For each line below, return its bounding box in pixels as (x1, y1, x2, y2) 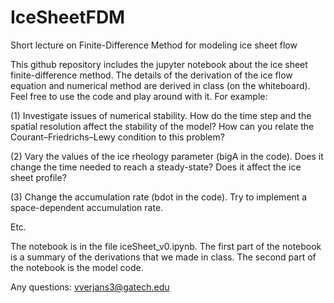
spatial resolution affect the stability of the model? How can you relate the (10, 120, 315, 132)
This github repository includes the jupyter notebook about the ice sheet (10, 58, 308, 70)
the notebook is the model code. (10, 261, 144, 273)
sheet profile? (10, 171, 67, 183)
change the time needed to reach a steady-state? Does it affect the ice (10, 161, 302, 173)
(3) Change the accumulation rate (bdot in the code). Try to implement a (10, 191, 308, 203)
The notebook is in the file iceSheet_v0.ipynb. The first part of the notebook (10, 240, 322, 252)
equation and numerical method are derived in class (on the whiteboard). (10, 79, 311, 91)
